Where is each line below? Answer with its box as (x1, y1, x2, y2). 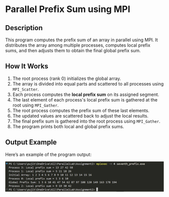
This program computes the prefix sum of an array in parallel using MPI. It (5, 37, 158, 43)
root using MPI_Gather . (12, 102, 59, 108)
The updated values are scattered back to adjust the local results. (12, 113, 149, 119)
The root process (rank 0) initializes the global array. (12, 75, 121, 81)
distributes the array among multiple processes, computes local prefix (5, 42, 151, 48)
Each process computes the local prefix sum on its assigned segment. (12, 91, 159, 97)
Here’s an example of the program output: (5, 151, 92, 157)
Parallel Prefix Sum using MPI (5, 4, 131, 15)
